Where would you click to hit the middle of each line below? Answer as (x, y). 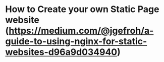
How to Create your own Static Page (82, 9)
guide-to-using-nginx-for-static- (76, 42)
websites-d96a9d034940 (61, 52)
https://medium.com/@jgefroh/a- (81, 31)
